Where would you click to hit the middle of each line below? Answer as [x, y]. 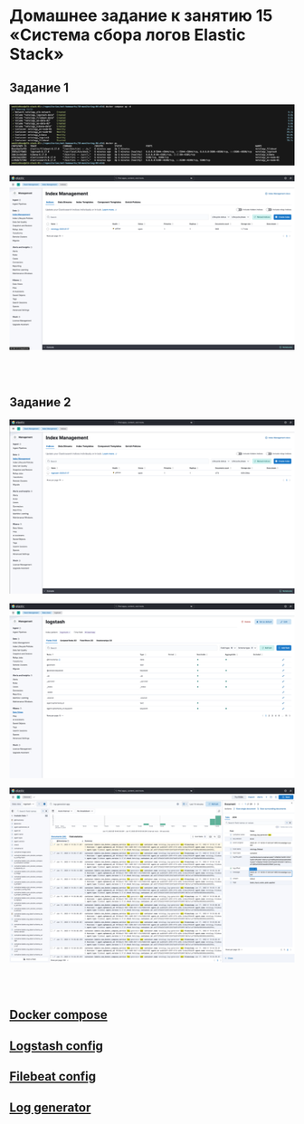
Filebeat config [53, 1076]
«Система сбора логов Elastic [128, 35]
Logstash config [57, 1046]
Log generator [50, 1107]
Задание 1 [39, 87]
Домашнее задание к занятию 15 [141, 16]
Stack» [37, 54]
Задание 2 [40, 402]
